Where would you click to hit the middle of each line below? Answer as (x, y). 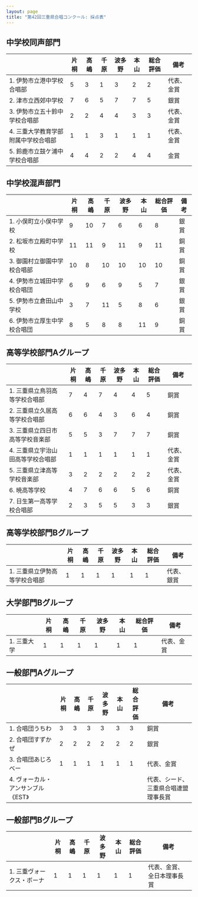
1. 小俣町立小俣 (30, 222)
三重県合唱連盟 (168, 789)
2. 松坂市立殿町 (30, 241)
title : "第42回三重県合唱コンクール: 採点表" (56, 17)
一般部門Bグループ (39, 820)
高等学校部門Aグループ (48, 352)
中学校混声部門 (33, 183)
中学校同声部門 (33, 42)
